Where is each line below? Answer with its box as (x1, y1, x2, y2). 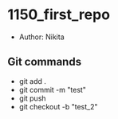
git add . (18, 76, 47, 85)
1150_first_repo (7, 6, 111, 24)
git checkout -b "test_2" (18, 101, 98, 111)
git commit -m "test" (18, 85, 87, 94)
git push (18, 93, 46, 103)
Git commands (7, 55, 81, 69)
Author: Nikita (18, 32, 65, 42)
